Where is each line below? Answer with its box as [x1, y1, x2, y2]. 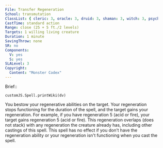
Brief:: [5, 83, 17, 89]
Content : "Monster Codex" [9, 70, 62, 75]
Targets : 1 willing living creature [5, 30, 79, 34]
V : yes [9, 52, 23, 57]
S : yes [9, 57, 23, 62]
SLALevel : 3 [5, 61, 29, 66]
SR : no [5, 43, 18, 48]
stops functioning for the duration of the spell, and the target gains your [5, 106, 148, 112]
